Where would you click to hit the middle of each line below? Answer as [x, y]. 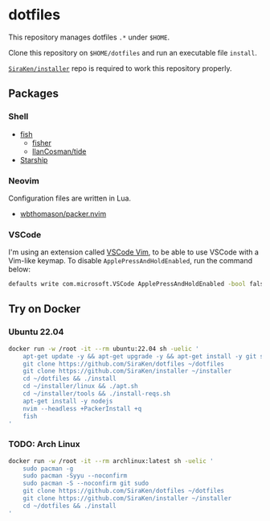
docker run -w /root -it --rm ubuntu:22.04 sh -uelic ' [104, 349]
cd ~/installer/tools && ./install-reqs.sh [97, 394]
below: [19, 269]
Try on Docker [45, 309]
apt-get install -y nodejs [68, 401]
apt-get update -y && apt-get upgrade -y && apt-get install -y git [140, 356]
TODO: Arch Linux [44, 445]
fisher [42, 143]
